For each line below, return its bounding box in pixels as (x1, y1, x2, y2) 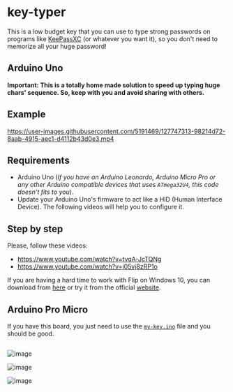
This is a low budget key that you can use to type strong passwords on (7, 27, 211, 36)
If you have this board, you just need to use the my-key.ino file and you (7, 322, 211, 330)
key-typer (7, 4, 66, 20)
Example (7, 109, 46, 121)
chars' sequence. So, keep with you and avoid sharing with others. (7, 88, 204, 96)
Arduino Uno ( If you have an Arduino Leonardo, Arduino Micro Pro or (17, 173, 216, 181)
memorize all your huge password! (7, 42, 107, 50)
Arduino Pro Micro (7, 303, 89, 315)
